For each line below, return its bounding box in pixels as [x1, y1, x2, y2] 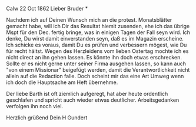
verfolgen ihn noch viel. [6, 103, 64, 109]
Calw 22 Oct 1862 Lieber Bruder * [6, 5, 88, 12]
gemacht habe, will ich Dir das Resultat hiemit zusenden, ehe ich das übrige [6, 23, 190, 29]
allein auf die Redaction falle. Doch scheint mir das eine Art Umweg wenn [6, 73, 184, 79]
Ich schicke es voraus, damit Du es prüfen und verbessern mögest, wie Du [6, 41, 187, 48]
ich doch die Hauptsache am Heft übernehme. [6, 79, 118, 86]
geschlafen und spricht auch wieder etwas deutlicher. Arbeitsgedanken [6, 96, 180, 103]
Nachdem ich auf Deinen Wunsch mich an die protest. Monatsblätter [6, 16, 172, 23]
